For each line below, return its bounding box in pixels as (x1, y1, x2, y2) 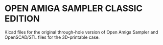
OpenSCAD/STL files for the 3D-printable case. (4, 34, 100, 40)
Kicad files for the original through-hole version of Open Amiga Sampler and (4, 29, 159, 35)
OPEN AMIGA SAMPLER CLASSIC (4, 3, 143, 14)
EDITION (4, 13, 40, 24)
